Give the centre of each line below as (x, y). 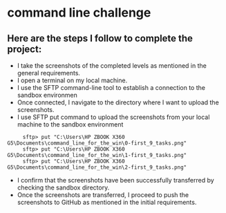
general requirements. (49, 73)
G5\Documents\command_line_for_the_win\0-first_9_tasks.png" (97, 143)
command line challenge (79, 13)
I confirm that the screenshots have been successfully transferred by (115, 180)
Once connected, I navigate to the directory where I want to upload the (118, 102)
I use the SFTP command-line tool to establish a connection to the (111, 87)
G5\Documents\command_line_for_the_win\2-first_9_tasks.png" (97, 167)
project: (25, 49)
